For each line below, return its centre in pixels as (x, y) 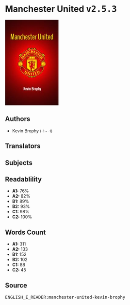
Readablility (24, 179)
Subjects (19, 163)
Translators (23, 146)
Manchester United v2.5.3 (61, 9)
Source (16, 285)
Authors (18, 119)
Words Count (25, 232)
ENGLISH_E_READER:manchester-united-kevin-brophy (65, 297)
